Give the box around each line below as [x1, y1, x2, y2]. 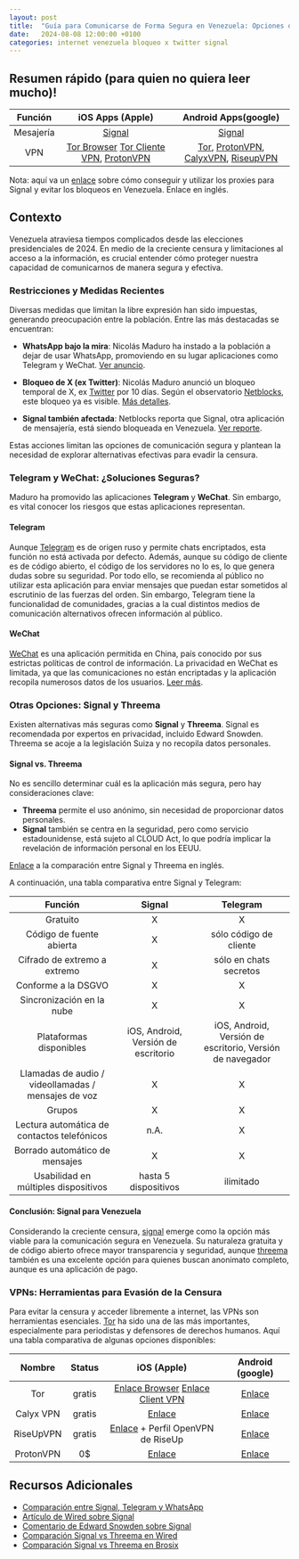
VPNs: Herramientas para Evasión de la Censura [9, 1285, 222, 1298]
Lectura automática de [14, 1119, 109, 1131]
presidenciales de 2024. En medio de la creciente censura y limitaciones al [9, 242, 284, 254]
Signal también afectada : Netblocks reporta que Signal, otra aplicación [21, 414, 285, 424]
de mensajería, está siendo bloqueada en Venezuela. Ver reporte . [21, 423, 263, 433]
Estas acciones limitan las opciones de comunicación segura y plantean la [9, 440, 281, 451]
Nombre [20, 1361, 56, 1374]
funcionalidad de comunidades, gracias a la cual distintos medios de [9, 598, 261, 609]
